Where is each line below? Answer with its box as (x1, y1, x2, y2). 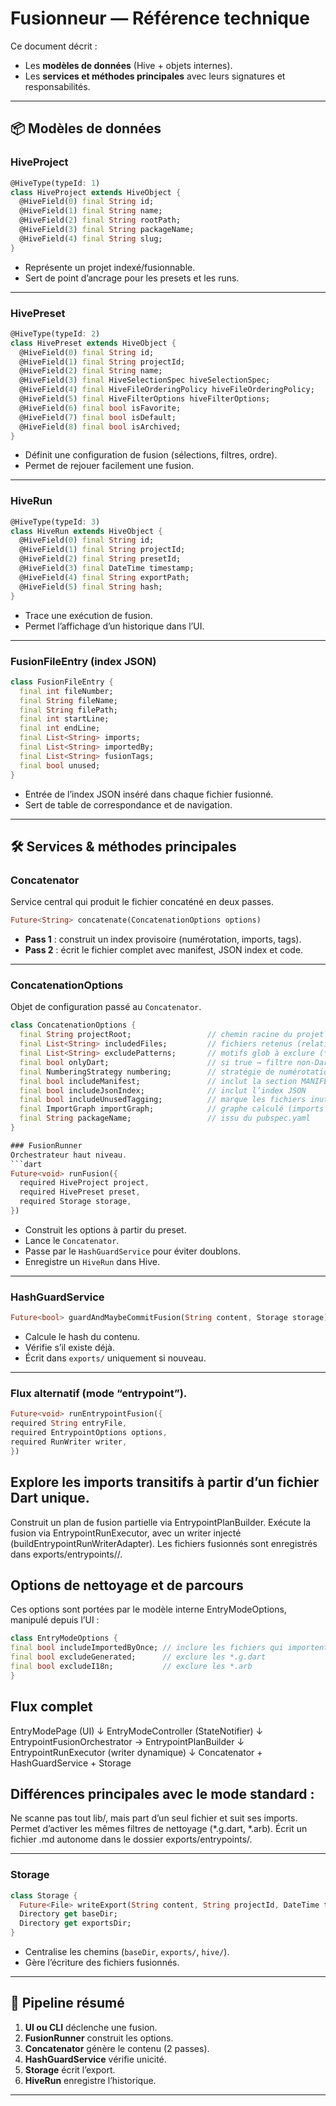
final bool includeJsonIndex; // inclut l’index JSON (19, 1085, 307, 1096)
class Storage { (10, 1890, 78, 1901)
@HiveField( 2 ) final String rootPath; (19, 215, 182, 226)
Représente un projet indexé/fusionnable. (24, 261, 196, 273)
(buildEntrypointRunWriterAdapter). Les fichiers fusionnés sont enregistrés (10, 1537, 318, 1549)
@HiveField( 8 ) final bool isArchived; (19, 422, 182, 432)
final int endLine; (19, 723, 101, 734)
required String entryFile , (10, 1418, 128, 1429)
